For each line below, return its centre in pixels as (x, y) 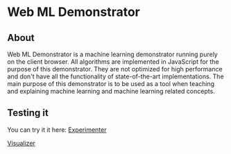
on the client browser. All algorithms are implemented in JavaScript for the (113, 62)
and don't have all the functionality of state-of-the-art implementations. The (115, 76)
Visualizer (22, 143)
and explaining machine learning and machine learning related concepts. (111, 91)
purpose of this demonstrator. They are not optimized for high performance (115, 69)
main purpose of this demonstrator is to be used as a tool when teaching (111, 84)
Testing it (28, 113)
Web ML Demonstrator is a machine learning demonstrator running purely (113, 54)
